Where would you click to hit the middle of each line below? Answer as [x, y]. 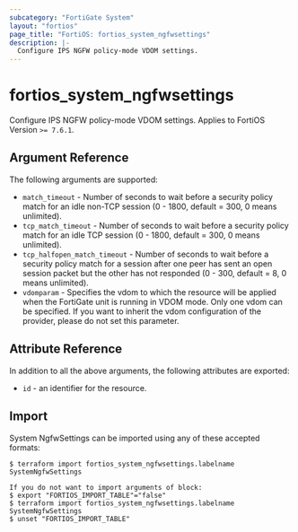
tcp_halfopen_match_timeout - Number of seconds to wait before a [145, 254]
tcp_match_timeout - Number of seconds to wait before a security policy [155, 225]
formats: [25, 447]
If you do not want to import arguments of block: [106, 487]
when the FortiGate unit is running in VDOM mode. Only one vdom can [152, 301]
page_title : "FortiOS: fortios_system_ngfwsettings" [110, 34]
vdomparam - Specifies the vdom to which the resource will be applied [149, 292]
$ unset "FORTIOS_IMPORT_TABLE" [70, 519]
